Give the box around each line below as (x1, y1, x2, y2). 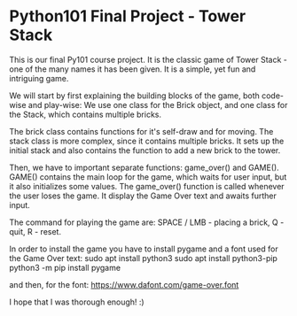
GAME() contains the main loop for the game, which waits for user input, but (9, 171, 287, 182)
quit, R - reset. (9, 226, 62, 236)
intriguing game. (9, 73, 69, 83)
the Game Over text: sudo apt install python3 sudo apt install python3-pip (9, 252, 277, 263)
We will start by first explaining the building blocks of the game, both (9, 90, 260, 101)
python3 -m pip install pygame (9, 262, 121, 273)
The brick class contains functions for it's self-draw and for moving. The (9, 126, 274, 136)
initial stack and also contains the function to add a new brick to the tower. (9, 144, 281, 156)
